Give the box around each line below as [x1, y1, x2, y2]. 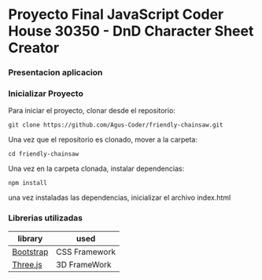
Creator [8, 39, 60, 57]
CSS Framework [56, 246, 116, 257]
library [17, 233, 43, 244]
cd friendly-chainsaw [8, 150, 79, 158]
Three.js [12, 259, 42, 270]
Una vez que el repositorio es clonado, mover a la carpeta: [8, 135, 198, 145]
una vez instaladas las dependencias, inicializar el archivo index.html [8, 193, 231, 202]
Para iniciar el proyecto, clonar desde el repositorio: [8, 106, 175, 116]
